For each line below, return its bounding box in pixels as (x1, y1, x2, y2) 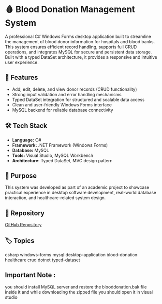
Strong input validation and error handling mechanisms (12, 91, 122, 97)
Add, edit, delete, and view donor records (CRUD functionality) (12, 86, 137, 92)
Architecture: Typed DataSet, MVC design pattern (12, 157, 113, 163)
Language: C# (12, 137, 42, 143)
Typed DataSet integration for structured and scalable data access (12, 97, 145, 102)
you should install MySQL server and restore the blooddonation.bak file (5, 284, 147, 289)
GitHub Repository (5, 222, 42, 228)
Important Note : (5, 271, 56, 279)
